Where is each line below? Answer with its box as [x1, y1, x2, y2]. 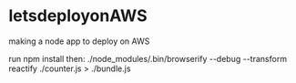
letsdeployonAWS [8, 5, 148, 26]
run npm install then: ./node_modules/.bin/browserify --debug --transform [8, 53, 288, 64]
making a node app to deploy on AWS [8, 36, 150, 47]
